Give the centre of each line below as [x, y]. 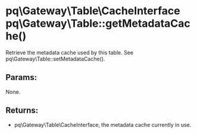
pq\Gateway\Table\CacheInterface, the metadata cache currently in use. [103, 125]
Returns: [22, 111]
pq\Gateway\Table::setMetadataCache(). [55, 59]
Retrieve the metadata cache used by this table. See [70, 52]
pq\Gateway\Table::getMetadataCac [98, 23]
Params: [21, 77]
